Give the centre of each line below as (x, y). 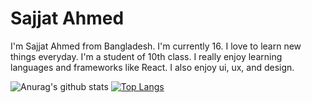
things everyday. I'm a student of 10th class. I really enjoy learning (146, 56)
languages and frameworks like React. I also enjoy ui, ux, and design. (152, 67)
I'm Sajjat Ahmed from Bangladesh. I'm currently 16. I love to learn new (156, 46)
